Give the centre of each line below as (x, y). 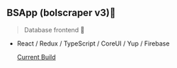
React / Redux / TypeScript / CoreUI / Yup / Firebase (93, 43)
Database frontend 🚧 (54, 29)
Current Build (36, 57)
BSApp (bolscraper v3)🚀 (61, 13)
